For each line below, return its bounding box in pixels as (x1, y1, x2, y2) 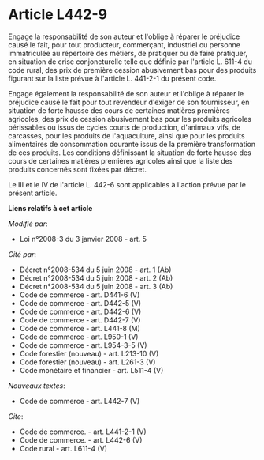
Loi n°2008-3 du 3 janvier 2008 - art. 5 (19, 234, 147, 243)
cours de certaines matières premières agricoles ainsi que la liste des (8, 156, 233, 165)
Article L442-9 (8, 6, 108, 24)
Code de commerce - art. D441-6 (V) (19, 290, 140, 300)
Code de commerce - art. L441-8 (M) (19, 323, 140, 333)
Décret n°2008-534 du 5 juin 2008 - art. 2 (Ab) (19, 273, 173, 282)
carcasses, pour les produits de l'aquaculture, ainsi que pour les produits (8, 130, 246, 140)
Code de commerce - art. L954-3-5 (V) (19, 340, 147, 349)
